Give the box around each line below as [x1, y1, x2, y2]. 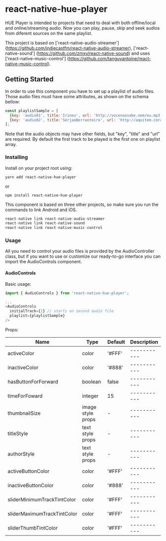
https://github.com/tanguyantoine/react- [68, 55, 151, 61]
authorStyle [7, 450, 35, 457]
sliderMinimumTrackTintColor [7, 496, 76, 503]
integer [82, 392, 99, 399]
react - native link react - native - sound [5, 221, 85, 226]
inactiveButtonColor [7, 482, 54, 489]
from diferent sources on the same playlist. [5, 30, 92, 36]
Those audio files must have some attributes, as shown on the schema [5, 93, 149, 99]
